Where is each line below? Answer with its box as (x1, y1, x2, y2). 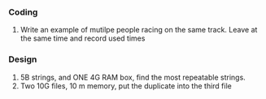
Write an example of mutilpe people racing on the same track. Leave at (20, 25, 258, 35)
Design (8, 54, 37, 65)
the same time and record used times (20, 33, 146, 43)
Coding (8, 6, 38, 18)
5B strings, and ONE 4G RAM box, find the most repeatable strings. (20, 72, 246, 82)
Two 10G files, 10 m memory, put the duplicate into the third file (20, 80, 232, 91)
